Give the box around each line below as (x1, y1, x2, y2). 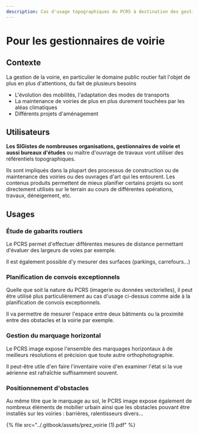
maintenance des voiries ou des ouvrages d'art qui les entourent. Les (6, 173, 175, 181)
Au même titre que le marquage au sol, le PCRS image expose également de (6, 397, 192, 404)
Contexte (6, 57, 41, 68)
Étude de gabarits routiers (6, 227, 83, 235)
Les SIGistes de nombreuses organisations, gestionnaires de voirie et (6, 143, 181, 150)
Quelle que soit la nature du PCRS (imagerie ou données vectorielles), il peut (6, 287, 193, 294)
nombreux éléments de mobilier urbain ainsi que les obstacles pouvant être (6, 404, 190, 411)
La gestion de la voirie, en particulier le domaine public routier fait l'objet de (6, 73, 191, 81)
